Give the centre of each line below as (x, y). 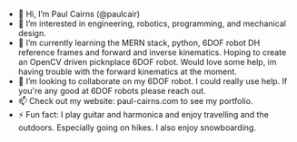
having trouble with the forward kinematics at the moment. (128, 71)
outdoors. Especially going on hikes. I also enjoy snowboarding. (137, 128)
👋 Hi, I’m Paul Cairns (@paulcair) (79, 14)
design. (32, 33)
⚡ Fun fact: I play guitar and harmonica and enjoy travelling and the (144, 114)
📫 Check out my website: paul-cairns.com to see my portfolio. (135, 101)
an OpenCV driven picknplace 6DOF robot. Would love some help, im (147, 62)
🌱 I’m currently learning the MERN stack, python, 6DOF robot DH (139, 43)
